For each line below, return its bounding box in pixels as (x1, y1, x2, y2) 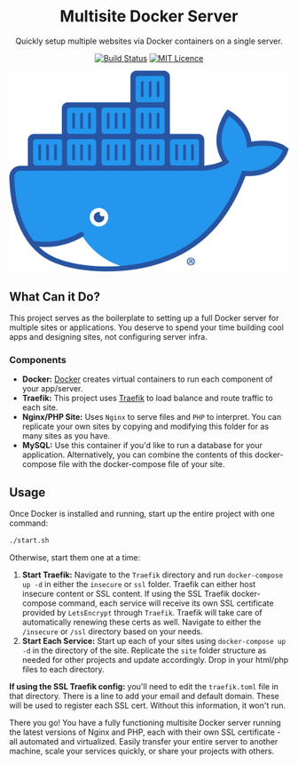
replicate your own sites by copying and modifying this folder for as (21, 421, 269, 432)
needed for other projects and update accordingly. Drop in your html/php (21, 655, 289, 665)
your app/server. (21, 383, 83, 394)
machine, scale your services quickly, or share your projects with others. (9, 745, 275, 757)
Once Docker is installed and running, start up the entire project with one (9, 509, 275, 519)
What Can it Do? (9, 289, 100, 304)
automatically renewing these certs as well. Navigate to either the (21, 616, 262, 628)
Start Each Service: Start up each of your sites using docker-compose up (21, 636, 286, 647)
